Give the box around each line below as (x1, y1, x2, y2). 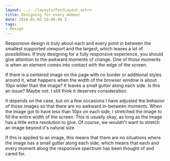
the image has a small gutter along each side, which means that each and (5, 140, 159, 146)
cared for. (5, 151, 26, 157)
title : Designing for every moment (5, 12, 81, 17)
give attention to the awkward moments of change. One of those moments (5, 56, 161, 62)
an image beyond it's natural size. (5, 125, 76, 131)
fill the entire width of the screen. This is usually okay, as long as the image (5, 114, 162, 120)
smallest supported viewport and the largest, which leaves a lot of (5, 46, 143, 52)
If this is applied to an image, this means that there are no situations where (5, 135, 161, 141)
